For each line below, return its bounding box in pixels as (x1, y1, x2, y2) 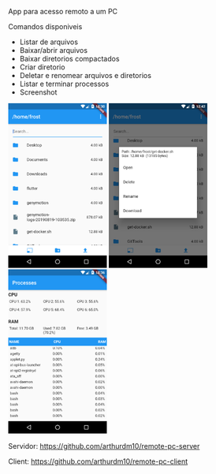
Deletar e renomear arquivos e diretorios (19, 71, 152, 80)
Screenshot (19, 88, 58, 97)
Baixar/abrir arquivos (19, 46, 88, 54)
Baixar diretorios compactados (19, 54, 120, 63)
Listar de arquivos (19, 37, 79, 47)
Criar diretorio (19, 62, 65, 72)
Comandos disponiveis (8, 22, 83, 31)
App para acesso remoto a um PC (8, 7, 118, 16)
